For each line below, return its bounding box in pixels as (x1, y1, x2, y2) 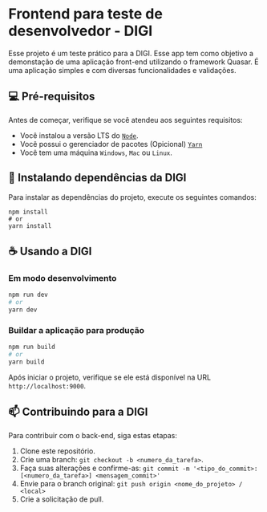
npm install (8, 208, 48, 216)
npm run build (8, 343, 56, 351)
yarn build (8, 358, 45, 366)
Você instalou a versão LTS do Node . (19, 130, 139, 140)
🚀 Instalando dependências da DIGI (8, 171, 187, 185)
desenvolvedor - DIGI (8, 22, 153, 40)
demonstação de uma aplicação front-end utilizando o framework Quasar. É (8, 57, 259, 67)
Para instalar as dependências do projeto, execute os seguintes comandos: (8, 192, 257, 201)
